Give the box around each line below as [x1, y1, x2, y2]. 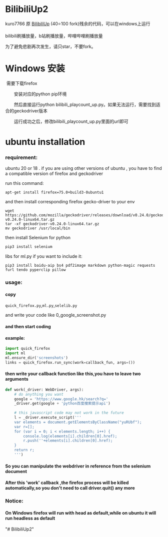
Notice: [5, 498, 23, 505]
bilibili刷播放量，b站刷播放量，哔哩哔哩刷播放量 [5, 32, 103, 38]
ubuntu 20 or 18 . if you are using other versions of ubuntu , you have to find [5, 165, 162, 171]
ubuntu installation [5, 136, 85, 148]
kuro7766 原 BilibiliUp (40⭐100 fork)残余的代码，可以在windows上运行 [5, 20, 150, 26]
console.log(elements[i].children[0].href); [23, 434, 117, 439]
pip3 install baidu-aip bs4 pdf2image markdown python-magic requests [5, 263, 155, 268]
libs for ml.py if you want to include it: [5, 253, 82, 259]
